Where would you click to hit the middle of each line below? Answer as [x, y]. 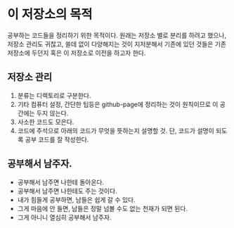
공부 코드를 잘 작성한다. [57, 139]
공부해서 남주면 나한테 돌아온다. [60, 182]
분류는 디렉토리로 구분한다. [54, 95]
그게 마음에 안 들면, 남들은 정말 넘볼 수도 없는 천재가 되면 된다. [103, 208]
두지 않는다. [52, 113]
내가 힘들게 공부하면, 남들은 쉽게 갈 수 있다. [76, 199]
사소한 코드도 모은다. [46, 122]
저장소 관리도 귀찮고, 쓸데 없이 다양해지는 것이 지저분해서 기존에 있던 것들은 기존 [117, 44]
